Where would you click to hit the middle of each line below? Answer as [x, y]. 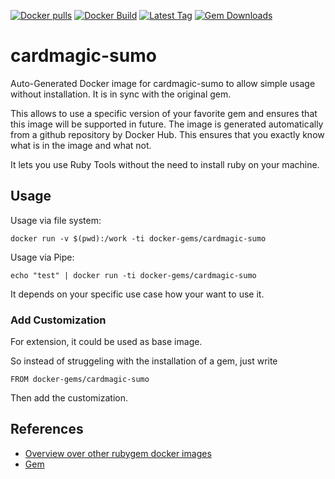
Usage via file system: [56, 220]
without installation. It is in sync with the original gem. [121, 94]
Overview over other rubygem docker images [118, 453]
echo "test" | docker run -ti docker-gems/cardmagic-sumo [133, 275]
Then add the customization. [69, 398]
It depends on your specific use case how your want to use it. [137, 294]
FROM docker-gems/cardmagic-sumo [80, 380]
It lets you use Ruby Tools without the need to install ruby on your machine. [165, 164]
